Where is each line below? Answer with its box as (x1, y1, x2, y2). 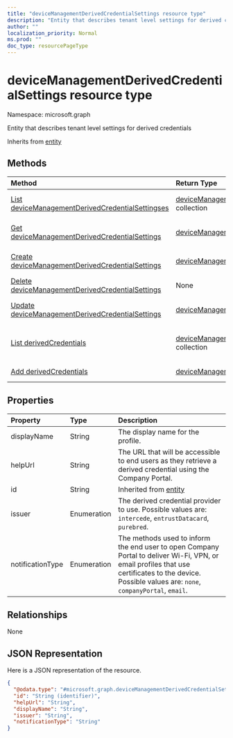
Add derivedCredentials (10, 366, 88, 376)
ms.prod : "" (7, 36, 42, 43)
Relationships (7, 609, 68, 620)
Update (10, 300, 35, 310)
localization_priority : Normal (7, 29, 98, 37)
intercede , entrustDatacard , (117, 513, 209, 523)
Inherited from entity (117, 485, 185, 494)
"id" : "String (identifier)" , (13, 692, 101, 700)
